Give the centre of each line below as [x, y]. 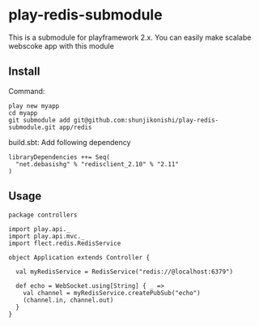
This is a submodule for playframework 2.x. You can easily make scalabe [130, 37]
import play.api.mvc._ [47, 236]
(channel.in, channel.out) [68, 300]
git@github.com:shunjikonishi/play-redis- [146, 120]
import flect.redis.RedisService [65, 243]
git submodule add [39, 120]
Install [24, 72]
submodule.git [32, 127]
